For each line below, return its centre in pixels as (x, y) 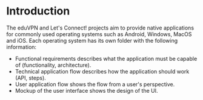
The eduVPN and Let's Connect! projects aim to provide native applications (100, 28)
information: (22, 47)
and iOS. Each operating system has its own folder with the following (92, 40)
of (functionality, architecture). (53, 65)
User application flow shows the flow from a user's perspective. (95, 84)
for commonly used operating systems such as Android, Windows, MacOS (99, 34)
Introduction (38, 11)
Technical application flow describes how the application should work (102, 71)
